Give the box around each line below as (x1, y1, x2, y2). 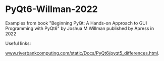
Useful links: (5, 40, 31, 46)
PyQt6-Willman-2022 (5, 3, 98, 15)
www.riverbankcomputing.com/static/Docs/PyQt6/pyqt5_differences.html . (5, 50, 160, 56)
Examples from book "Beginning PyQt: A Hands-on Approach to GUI (5, 20, 147, 26)
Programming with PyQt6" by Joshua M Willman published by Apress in (5, 25, 154, 31)
